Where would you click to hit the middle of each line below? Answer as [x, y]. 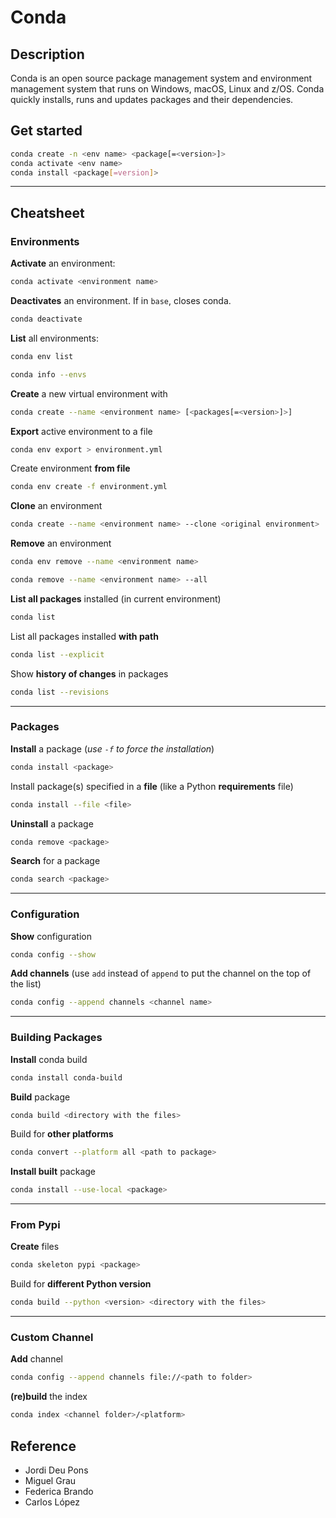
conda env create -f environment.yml [89, 487]
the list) [26, 984]
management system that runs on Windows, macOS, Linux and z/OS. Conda [167, 89]
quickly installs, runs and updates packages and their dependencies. [152, 99]
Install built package [53, 1172]
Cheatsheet [47, 212]
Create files [35, 1247]
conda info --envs [48, 374]
